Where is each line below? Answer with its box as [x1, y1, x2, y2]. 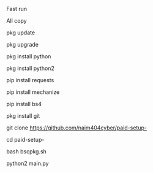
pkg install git [6, 112, 40, 119]
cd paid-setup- [6, 136, 45, 143]
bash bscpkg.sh [6, 148, 47, 155]
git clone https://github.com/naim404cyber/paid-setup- [6, 124, 147, 131]
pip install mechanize [6, 88, 60, 96]
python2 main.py [6, 160, 49, 167]
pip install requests [6, 77, 54, 83]
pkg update [6, 29, 35, 36]
